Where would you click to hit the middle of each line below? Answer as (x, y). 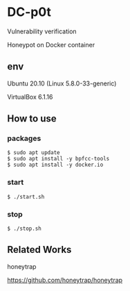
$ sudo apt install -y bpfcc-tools (58, 159)
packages (24, 138)
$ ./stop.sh (24, 229)
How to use (32, 119)
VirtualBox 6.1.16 (30, 97)
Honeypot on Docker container (51, 44)
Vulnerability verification (42, 31)
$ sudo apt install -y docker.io (55, 165)
